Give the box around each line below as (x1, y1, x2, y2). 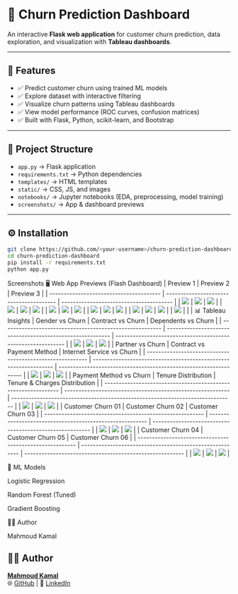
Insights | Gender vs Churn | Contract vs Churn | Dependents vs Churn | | (7, 316, 222, 325)
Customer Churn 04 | (141, 426, 203, 434)
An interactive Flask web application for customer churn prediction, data (7, 30, 221, 38)
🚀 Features (7, 65, 56, 77)
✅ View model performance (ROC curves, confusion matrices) (17, 107, 200, 116)
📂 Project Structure (7, 144, 93, 156)
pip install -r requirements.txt (7, 259, 106, 266)
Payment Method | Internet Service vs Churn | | (7, 347, 145, 356)
